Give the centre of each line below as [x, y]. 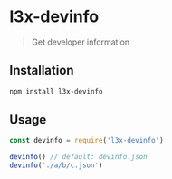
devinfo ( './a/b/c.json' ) [56, 165]
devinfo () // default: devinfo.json [78, 157]
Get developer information [80, 42]
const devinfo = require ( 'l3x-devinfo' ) [87, 141]
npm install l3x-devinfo [56, 91]
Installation [42, 70]
